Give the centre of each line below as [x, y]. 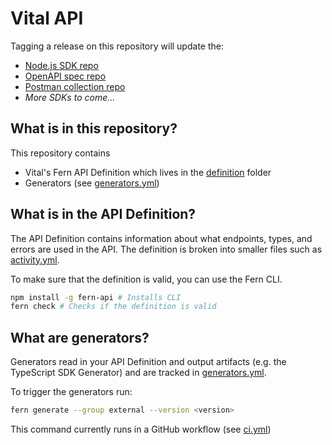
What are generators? [80, 337]
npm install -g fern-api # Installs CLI [96, 297]
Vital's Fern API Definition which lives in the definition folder [148, 172]
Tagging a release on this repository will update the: [117, 46]
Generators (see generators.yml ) [92, 183]
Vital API [47, 18]
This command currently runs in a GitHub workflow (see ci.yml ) [141, 429]
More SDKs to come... [70, 97]
